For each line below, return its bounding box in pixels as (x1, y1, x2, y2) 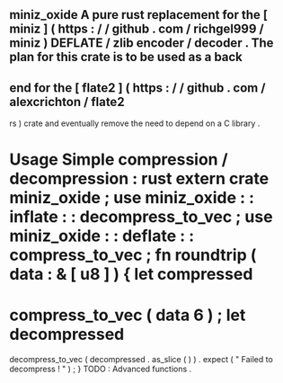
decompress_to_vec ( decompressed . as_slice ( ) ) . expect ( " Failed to (9, 354, 274, 365)
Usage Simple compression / (9, 149, 228, 170)
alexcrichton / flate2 (9, 94, 125, 110)
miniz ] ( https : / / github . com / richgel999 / (9, 22, 265, 37)
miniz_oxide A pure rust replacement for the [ (9, 7, 268, 22)
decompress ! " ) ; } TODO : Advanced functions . (9, 363, 192, 375)
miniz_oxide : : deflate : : (9, 226, 195, 246)
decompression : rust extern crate (9, 169, 270, 189)
